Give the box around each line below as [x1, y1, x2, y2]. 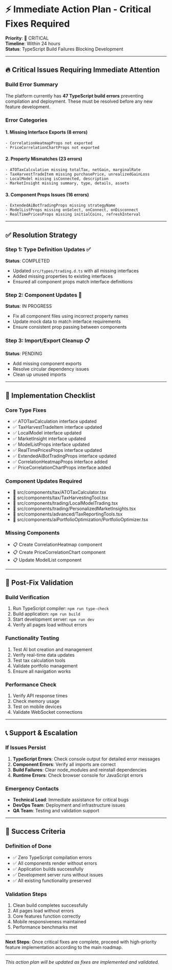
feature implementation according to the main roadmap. [5, 944, 123, 950]
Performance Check [5, 681, 57, 688]
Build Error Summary [5, 81, 58, 88]
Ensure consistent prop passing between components [12, 324, 127, 330]
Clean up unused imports [12, 371, 67, 377]
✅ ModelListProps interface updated [12, 442, 90, 448]
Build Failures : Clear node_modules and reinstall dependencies [12, 767, 147, 773]
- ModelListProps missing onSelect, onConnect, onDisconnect [5, 207, 139, 213]
